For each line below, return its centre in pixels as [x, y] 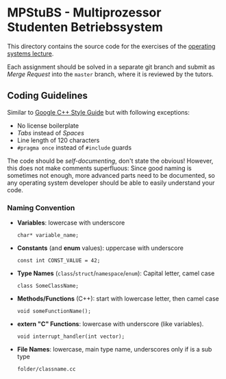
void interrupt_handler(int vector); [71, 337]
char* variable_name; [48, 236]
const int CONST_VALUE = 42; [59, 261]
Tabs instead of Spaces [50, 133]
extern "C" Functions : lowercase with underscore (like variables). [110, 324]
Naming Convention [41, 207]
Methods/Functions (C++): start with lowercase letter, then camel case [118, 299]
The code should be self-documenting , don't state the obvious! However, [110, 161]
